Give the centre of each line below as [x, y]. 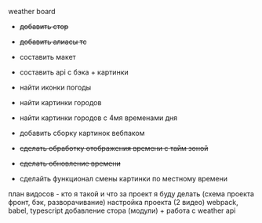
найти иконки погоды [55, 87]
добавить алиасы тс [53, 42]
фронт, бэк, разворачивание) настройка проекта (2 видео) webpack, [123, 202]
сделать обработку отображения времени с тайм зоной [114, 148]
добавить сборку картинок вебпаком [82, 133]
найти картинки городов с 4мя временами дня [98, 118]
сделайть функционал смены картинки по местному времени [124, 179]
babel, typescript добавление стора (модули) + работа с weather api [122, 210]
